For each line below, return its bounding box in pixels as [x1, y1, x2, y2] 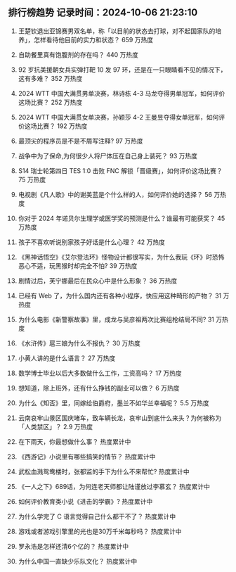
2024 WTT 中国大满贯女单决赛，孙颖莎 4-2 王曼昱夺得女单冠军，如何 [18, 113, 219, 121]
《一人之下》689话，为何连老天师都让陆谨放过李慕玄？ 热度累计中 [18, 482, 210, 490]
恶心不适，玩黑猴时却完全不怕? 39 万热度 [18, 261, 138, 269]
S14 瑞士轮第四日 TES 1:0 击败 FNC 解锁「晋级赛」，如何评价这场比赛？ [18, 166, 223, 174]
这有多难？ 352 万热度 [18, 74, 83, 82]
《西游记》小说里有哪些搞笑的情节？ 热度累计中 [18, 452, 156, 461]
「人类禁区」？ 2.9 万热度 [18, 422, 93, 431]
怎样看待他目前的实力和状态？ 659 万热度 [33, 35, 154, 44]
